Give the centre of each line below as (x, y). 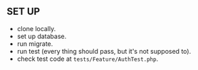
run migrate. (35, 43)
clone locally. (36, 28)
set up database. (42, 36)
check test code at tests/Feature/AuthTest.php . (87, 59)
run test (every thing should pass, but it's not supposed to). (104, 51)
